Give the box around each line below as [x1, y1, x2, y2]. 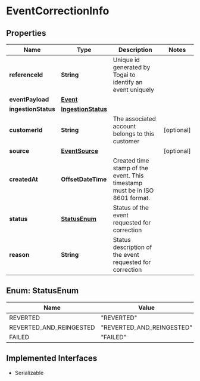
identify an [112, 78, 143, 86]
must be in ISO [112, 186, 154, 195]
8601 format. [112, 194, 151, 202]
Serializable [14, 369, 44, 376]
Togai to [112, 70, 136, 79]
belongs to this [112, 130, 155, 138]
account [112, 122, 136, 130]
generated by [112, 63, 151, 71]
